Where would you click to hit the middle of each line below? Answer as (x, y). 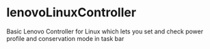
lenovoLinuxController (71, 13)
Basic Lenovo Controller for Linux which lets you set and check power (105, 31)
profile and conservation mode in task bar (65, 38)
